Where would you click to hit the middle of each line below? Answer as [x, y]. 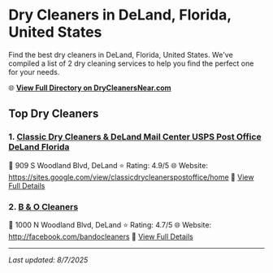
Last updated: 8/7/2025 [48, 260]
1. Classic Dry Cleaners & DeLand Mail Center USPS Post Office [135, 137]
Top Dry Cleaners [54, 114]
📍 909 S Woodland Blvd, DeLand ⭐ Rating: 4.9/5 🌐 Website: [108, 165]
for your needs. [34, 71]
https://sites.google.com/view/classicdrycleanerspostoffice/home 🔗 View [131, 177]
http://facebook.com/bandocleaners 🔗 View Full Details [101, 236]
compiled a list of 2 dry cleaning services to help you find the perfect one [131, 63]
